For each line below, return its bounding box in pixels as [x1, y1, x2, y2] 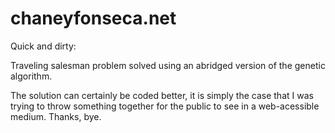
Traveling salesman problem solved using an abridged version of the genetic [10, 59, 326, 71]
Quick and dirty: [10, 40, 77, 52]
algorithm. [10, 70, 53, 82]
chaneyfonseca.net [10, 7, 177, 30]
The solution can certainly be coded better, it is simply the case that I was [10, 89, 314, 101]
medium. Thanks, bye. [10, 110, 102, 122]
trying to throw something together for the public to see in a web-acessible [10, 100, 320, 112]
